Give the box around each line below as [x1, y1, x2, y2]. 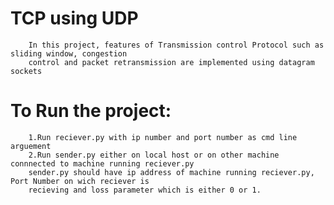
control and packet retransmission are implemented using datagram [28, 57, 315, 67]
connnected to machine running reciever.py [10, 158, 195, 169]
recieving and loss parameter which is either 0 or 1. [28, 185, 262, 195]
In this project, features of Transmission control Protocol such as [28, 40, 325, 50]
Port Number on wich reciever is [10, 176, 150, 186]
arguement [10, 141, 52, 151]
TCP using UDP [10, 7, 139, 30]
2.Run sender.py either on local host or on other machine [28, 150, 280, 160]
